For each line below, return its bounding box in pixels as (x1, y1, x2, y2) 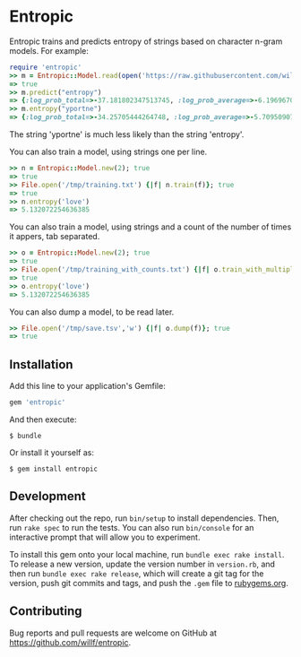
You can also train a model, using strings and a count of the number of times (9, 221, 292, 232)
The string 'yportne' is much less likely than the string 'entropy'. (9, 129, 245, 140)
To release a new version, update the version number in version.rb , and (9, 558, 276, 569)
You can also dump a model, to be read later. (9, 307, 175, 317)
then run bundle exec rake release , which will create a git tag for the (9, 567, 264, 579)
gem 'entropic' (9, 398, 66, 407)
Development (9, 488, 87, 504)
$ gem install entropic (9, 464, 99, 473)
